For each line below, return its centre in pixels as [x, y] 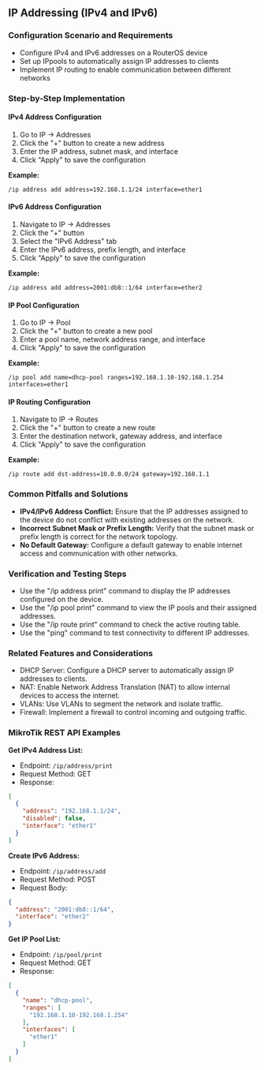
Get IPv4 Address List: [46, 750]
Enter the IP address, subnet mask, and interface [99, 151]
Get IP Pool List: [35, 939]
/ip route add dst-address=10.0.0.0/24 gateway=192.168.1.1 [109, 474]
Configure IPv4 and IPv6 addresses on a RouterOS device [113, 52]
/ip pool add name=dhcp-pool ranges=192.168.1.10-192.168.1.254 [116, 378]
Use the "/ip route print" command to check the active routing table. [130, 625]
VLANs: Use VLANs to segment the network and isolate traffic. [121, 704]
